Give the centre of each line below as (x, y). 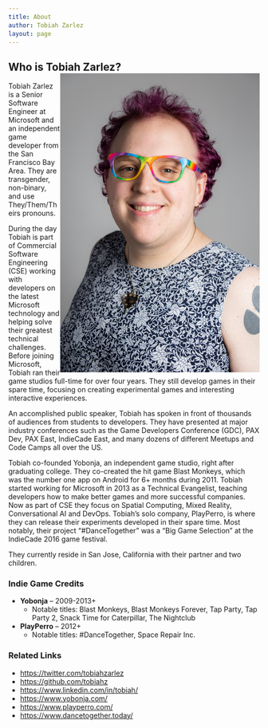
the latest (24, 297)
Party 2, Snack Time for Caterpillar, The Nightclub (114, 618)
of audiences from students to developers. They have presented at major (128, 422)
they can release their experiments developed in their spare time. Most (124, 522)
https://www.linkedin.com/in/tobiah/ (79, 690)
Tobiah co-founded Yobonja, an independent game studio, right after (121, 463)
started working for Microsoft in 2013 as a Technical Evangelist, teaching (128, 488)
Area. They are (33, 171)
